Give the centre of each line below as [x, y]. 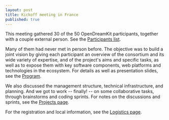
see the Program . [23, 76]
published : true [22, 19]
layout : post [19, 10]
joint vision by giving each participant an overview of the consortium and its [85, 54]
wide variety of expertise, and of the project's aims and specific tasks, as [82, 60]
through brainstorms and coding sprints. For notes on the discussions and [83, 97]
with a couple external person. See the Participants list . [63, 39]
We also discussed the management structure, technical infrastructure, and [84, 86]
